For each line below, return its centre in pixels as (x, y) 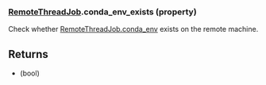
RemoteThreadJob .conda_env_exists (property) (102, 12)
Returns (29, 54)
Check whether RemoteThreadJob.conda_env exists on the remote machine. (133, 29)
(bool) (29, 73)
